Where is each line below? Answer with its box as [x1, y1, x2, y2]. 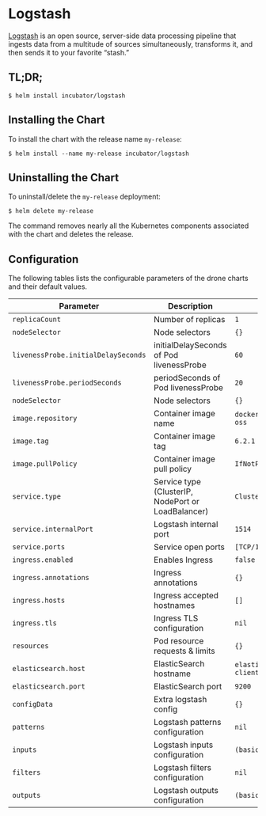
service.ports [12, 543, 66, 552]
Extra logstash [154, 694, 207, 705]
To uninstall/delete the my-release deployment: [8, 192, 161, 202]
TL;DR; [8, 70, 44, 84]
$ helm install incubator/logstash [8, 92, 126, 100]
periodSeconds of [154, 373, 221, 384]
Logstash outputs [154, 785, 219, 796]
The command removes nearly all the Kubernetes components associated [8, 221, 249, 230]
